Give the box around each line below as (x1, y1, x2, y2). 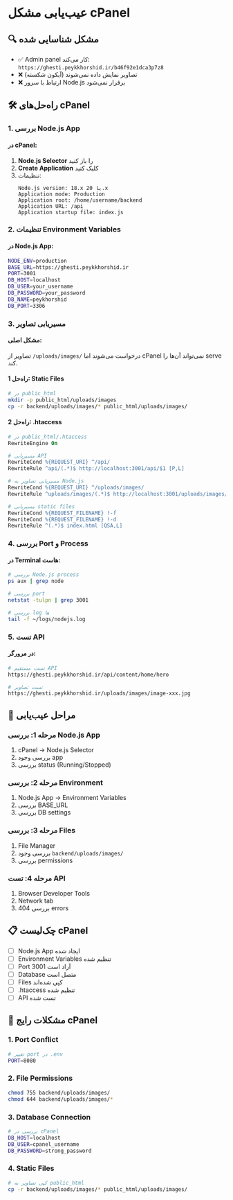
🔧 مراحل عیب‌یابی (8, 709, 76, 721)
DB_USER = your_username (8, 283, 73, 290)
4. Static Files (8, 1163, 55, 1173)
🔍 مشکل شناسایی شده (8, 33, 99, 45)
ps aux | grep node (8, 577, 64, 585)
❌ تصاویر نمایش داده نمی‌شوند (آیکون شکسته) (17, 71, 138, 78)
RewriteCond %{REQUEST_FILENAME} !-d (8, 516, 117, 523)
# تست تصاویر (8, 684, 43, 690)
